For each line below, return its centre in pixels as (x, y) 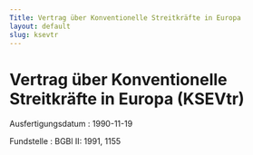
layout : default (40, 26)
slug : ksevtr (34, 34)
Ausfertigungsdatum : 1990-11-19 (71, 124)
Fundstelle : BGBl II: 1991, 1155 (65, 141)
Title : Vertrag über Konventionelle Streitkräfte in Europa (126, 18)
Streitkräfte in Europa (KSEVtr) (127, 98)
